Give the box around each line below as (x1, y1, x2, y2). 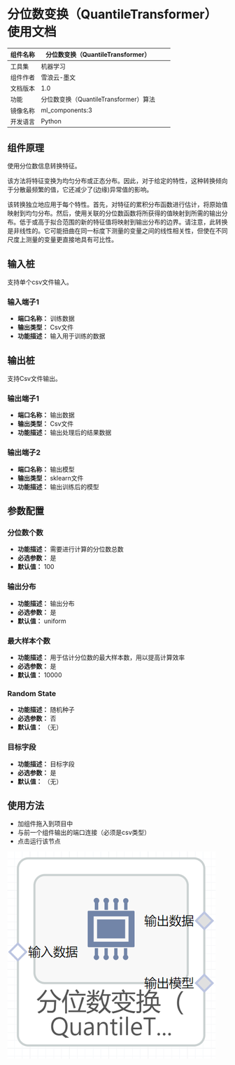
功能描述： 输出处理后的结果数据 (17, 429, 112, 437)
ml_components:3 (41, 106, 93, 114)
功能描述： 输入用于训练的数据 (17, 332, 106, 340)
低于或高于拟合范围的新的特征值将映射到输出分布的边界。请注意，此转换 (19, 218, 228, 227)
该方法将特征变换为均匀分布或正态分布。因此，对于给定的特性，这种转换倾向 (7, 177, 228, 185)
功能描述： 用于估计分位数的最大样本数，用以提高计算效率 (17, 653, 185, 662)
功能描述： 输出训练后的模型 (17, 482, 99, 491)
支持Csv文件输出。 (7, 375, 62, 383)
